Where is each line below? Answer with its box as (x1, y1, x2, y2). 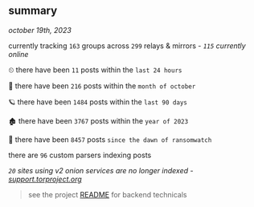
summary (8, 4, 58, 18)
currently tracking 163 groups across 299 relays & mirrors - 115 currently (8, 41, 247, 51)
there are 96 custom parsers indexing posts (8, 150, 152, 160)
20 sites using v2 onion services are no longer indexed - (8, 165, 194, 175)
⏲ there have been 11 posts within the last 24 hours (8, 65, 182, 75)
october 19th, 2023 (8, 25, 72, 34)
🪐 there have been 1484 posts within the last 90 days (8, 97, 187, 107)
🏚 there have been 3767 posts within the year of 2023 (8, 116, 189, 125)
